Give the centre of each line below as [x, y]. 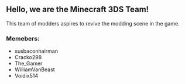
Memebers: [23, 38]
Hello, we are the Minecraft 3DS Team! [78, 10]
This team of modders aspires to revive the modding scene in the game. [93, 23]
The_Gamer [28, 64]
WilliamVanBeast [35, 70]
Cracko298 [28, 57]
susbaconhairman [36, 51]
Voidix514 [26, 76]
